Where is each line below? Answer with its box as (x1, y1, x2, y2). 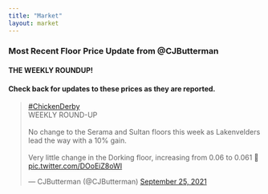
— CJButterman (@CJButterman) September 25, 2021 (27, 177, 207, 187)
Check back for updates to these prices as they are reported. (8, 83, 216, 93)
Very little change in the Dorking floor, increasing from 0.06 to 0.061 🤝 (27, 153, 259, 163)
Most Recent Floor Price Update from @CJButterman (8, 46, 219, 57)
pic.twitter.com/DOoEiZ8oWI (27, 161, 123, 171)
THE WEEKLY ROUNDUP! (8, 66, 94, 75)
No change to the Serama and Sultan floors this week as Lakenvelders (27, 127, 261, 137)
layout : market (8, 19, 59, 27)
